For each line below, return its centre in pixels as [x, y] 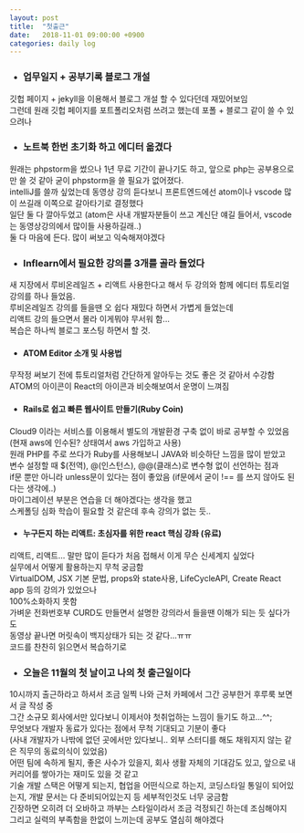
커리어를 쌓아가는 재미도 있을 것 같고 [74, 774]
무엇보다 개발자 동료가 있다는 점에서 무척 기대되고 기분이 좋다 [118, 729]
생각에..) [41, 488]
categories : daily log [52, 43]
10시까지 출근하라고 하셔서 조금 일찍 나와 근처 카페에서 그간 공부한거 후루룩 [143, 694]
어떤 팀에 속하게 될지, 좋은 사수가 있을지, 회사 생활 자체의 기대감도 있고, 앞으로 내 [153, 763]
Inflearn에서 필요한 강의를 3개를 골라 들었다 [114, 263]
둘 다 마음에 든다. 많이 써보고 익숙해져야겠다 [88, 237]
